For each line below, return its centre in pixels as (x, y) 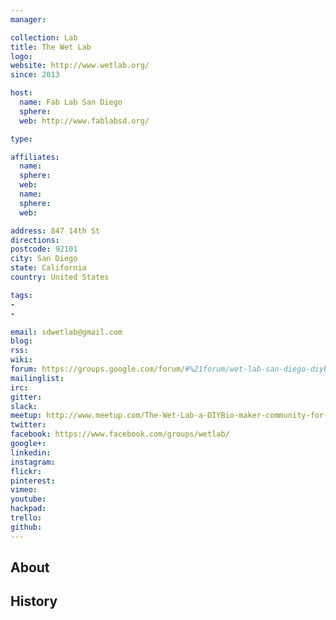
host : (21, 93)
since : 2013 (35, 75)
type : (21, 139)
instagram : (33, 462)
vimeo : (24, 490)
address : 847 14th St (55, 231)
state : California (48, 268)
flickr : (26, 471)
